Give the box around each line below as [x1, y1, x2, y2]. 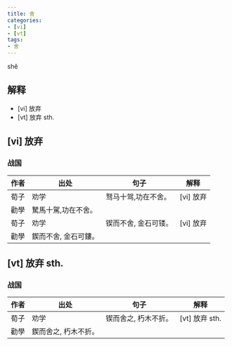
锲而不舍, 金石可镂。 [105, 218, 173, 228]
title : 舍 [7, 10, 35, 18]
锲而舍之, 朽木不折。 [105, 314, 173, 324]
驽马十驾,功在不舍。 [105, 192, 171, 201]
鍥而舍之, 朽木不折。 [32, 327, 100, 337]
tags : [7, 36, 23, 44]
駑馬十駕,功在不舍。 [32, 205, 97, 215]
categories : [7, 17, 42, 24]
